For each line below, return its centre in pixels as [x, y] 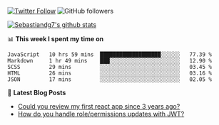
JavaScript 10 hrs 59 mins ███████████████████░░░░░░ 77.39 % [110, 55]
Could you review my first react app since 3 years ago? [99, 106]
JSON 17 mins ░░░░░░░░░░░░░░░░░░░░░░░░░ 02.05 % [110, 80]
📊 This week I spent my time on [56, 39]
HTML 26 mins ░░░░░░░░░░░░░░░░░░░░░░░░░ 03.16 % [110, 73]
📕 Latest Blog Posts [37, 93]
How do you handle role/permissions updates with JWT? [101, 114]
